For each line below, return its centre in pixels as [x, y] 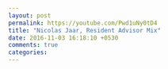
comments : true [33, 45]
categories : [28, 52]
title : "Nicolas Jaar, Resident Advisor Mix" [84, 30]
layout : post [30, 15]
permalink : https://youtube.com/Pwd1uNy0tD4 [83, 23]
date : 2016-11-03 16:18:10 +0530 [63, 38]
